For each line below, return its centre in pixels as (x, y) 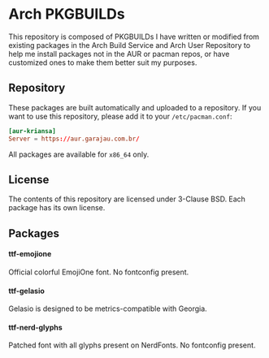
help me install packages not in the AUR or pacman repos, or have (119, 54)
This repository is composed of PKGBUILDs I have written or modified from (134, 37)
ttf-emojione (30, 254)
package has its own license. (57, 208)
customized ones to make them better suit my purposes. (103, 63)
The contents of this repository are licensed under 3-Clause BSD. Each (127, 199)
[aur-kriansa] (33, 131)
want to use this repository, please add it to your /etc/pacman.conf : (121, 116)
